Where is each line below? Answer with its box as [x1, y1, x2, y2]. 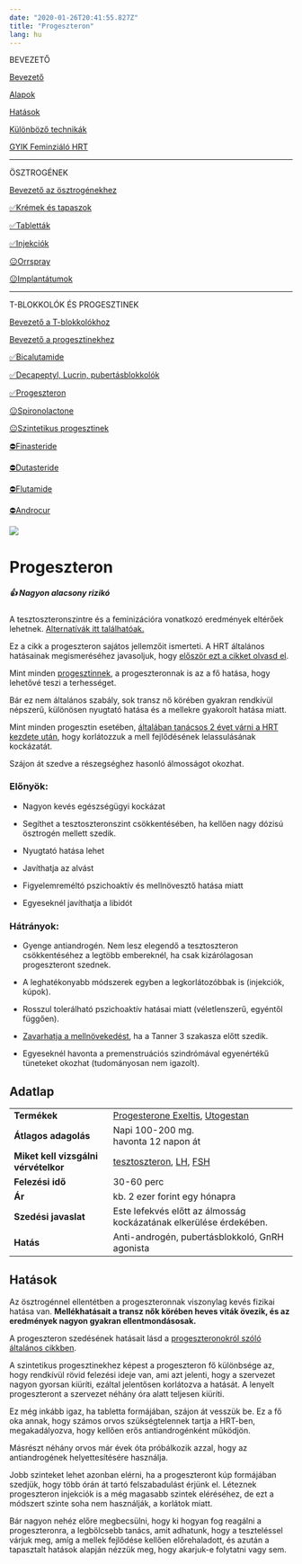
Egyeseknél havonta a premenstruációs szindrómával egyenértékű [22, 1048, 270, 1059]
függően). [22, 1013, 60, 1025]
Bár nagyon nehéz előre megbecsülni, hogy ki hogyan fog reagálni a [9, 1515, 262, 1526]
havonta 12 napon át [112, 1134, 200, 1147]
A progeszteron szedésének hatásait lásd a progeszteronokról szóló [9, 1332, 262, 1344]
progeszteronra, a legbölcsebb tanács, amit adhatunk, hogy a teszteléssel [9, 1524, 283, 1535]
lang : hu [9, 30, 42, 39]
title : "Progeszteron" [9, 22, 94, 31]
